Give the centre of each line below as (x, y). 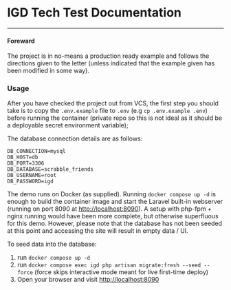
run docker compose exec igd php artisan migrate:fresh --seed (109, 265)
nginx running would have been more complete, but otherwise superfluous (113, 216)
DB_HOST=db (23, 157)
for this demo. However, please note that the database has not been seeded (114, 224)
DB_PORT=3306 (26, 163)
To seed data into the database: (52, 244)
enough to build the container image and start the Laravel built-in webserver (115, 202)
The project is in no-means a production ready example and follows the (108, 56)
